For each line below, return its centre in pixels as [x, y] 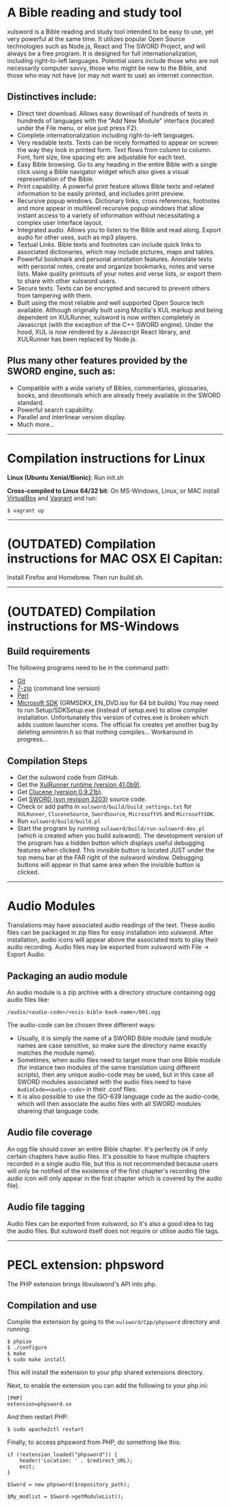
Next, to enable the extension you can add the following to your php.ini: [108, 1386]
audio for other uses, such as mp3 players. [77, 237]
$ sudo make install [37, 1360]
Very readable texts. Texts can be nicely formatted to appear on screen [117, 143]
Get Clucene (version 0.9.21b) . [60, 792]
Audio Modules [51, 906]
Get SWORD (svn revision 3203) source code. [82, 799]
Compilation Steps [47, 761]
